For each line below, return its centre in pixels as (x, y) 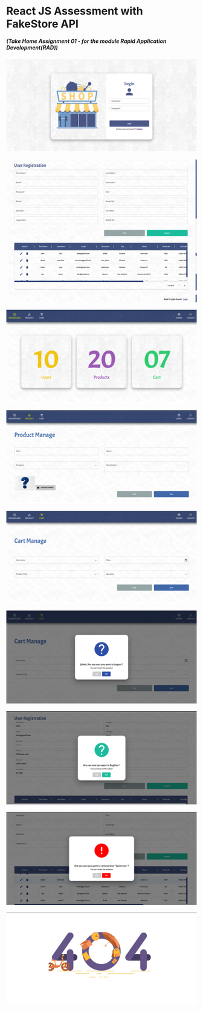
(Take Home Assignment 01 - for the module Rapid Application (86, 41)
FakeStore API (42, 24)
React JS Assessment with (75, 11)
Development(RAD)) (32, 47)
